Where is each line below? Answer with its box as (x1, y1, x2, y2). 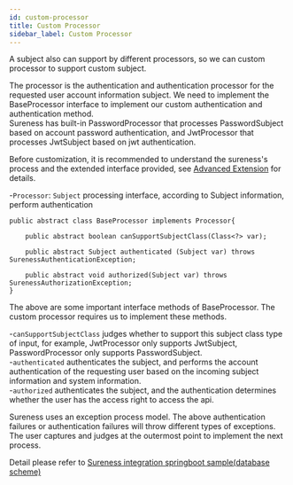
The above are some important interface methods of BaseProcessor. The (9, 302, 276, 313)
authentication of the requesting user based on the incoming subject (9, 366, 259, 377)
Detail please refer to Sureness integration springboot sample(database (9, 458, 270, 468)
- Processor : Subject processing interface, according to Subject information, (9, 190, 285, 200)
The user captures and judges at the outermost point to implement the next (9, 431, 283, 442)
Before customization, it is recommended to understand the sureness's (9, 154, 268, 165)
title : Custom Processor (9, 21, 101, 30)
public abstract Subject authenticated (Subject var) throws (25, 247, 255, 257)
